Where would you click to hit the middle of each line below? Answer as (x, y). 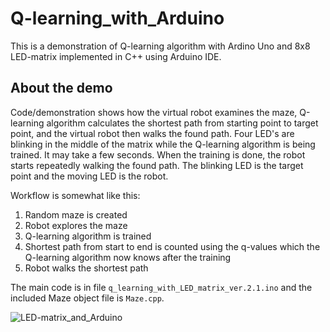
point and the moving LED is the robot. (89, 176)
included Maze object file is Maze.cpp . (87, 298)
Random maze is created (76, 214)
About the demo (61, 88)
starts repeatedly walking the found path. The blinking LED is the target (157, 165)
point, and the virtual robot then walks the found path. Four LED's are (152, 133)
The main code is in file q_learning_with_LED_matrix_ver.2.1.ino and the (161, 287)
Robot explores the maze (76, 225)
